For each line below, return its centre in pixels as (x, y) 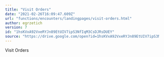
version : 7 (16, 28)
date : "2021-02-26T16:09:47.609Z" (40, 14)
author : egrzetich (24, 23)
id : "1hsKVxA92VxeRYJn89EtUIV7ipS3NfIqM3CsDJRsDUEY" (60, 32)
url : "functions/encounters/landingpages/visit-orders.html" (69, 18)
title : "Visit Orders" (28, 9)
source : (13, 37)
